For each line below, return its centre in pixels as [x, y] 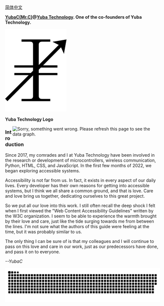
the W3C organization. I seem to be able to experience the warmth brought [81, 216]
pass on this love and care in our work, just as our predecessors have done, [82, 246]
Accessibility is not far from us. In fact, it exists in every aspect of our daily [81, 180]
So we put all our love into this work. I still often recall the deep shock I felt [80, 205]
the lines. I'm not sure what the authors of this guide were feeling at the [77, 226]
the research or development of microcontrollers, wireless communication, [81, 160]
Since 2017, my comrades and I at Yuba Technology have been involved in [80, 155]
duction [14, 144]
